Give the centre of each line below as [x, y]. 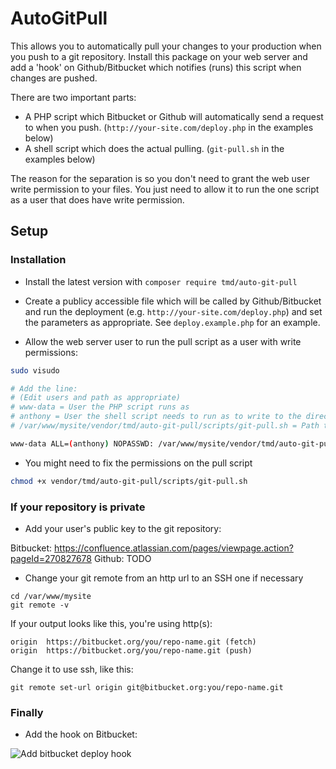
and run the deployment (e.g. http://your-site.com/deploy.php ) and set [173, 311]
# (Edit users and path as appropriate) [96, 398]
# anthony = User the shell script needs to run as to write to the [156, 417]
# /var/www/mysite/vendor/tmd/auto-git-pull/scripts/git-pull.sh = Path [165, 426]
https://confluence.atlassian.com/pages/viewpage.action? [174, 548]
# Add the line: [44, 388]
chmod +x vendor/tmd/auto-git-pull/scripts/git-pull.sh [129, 481]
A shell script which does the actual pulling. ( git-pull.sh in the [154, 148]
